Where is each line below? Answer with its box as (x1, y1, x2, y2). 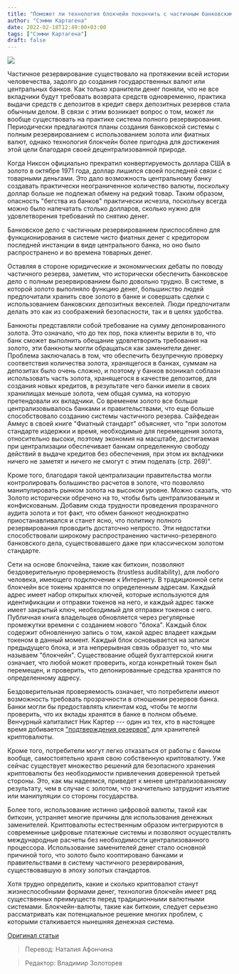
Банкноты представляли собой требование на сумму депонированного (7, 321, 226, 330)
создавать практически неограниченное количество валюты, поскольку (7, 182, 230, 191)
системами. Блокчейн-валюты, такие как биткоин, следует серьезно (7, 902, 218, 911)
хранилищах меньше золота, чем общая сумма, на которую (7, 389, 191, 398)
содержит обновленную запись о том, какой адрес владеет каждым (7, 628, 217, 637)
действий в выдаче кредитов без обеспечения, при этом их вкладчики (7, 449, 224, 459)
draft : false (7, 37, 46, 44)
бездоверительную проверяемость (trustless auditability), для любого (7, 568, 220, 577)
